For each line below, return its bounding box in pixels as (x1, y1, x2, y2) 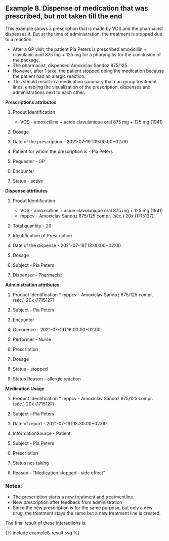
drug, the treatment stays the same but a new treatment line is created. (12, 510, 161, 516)
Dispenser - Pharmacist (12, 272, 62, 278)
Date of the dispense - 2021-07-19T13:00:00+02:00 (12, 242, 121, 248)
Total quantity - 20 (12, 222, 52, 229)
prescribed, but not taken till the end (5, 12, 122, 21)
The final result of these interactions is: (5, 520, 87, 526)
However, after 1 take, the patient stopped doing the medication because (12, 68, 164, 74)
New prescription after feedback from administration (12, 499, 122, 505)
